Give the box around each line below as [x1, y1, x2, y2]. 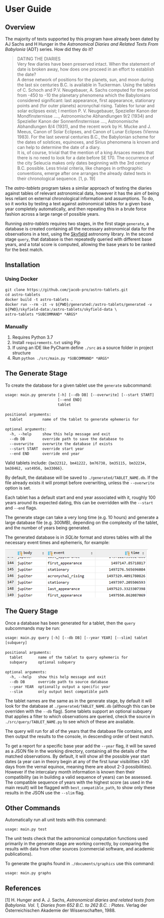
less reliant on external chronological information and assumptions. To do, [5, 196, 154, 201]
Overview [5, 23, 36, 31]
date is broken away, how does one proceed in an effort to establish [17, 66, 154, 72]
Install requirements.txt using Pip [12, 339, 81, 345]
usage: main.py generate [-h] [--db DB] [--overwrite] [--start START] [5, 392, 154, 397]
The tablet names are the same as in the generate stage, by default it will [5, 697, 152, 704]
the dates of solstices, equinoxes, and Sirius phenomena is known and [17, 139, 160, 145]
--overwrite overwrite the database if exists [9, 441, 113, 447]
